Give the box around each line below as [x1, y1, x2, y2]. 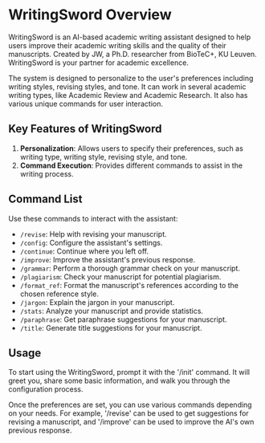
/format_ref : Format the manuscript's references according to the [19, 280, 239, 290]
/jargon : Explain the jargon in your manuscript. [19, 297, 175, 307]
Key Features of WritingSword [8, 122, 162, 136]
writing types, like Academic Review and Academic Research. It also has [8, 90, 248, 100]
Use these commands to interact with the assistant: [8, 213, 178, 223]
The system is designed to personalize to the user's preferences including [8, 73, 254, 83]
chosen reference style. [19, 289, 99, 299]
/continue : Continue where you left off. [19, 246, 149, 256]
